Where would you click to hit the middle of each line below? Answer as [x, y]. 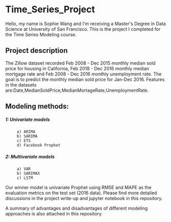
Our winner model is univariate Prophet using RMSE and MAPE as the [79, 188]
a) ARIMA [26, 132]
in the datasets [21, 85]
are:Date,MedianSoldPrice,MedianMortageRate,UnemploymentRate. [77, 90]
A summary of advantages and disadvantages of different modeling [77, 208]
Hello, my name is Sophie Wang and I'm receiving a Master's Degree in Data [86, 24]
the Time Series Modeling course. [41, 34]
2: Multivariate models [30, 156]
